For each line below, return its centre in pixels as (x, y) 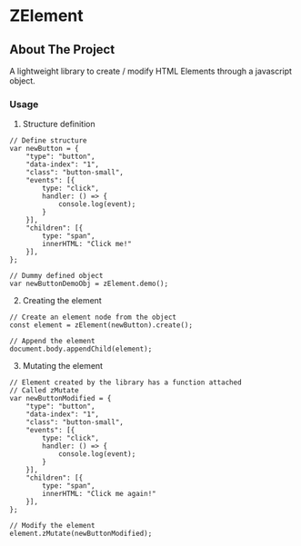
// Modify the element (52, 526)
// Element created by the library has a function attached (126, 382)
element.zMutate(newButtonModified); (81, 534)
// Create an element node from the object (93, 318)
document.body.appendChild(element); (81, 349)
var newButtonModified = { (60, 399)
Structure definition (59, 124)
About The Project (62, 50)
